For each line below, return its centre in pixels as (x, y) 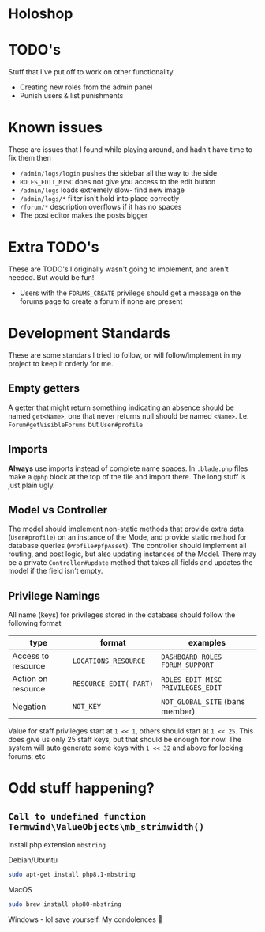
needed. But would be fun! (51, 277)
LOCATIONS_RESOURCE (109, 661)
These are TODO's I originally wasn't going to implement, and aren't (118, 269)
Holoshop (41, 14)
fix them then (30, 158)
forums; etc (27, 756)
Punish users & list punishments (71, 96)
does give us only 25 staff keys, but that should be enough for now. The (125, 740)
